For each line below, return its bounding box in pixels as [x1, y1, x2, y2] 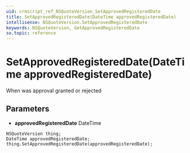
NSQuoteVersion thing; [6, 131, 61, 137]
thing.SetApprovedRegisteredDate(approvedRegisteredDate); [6, 141, 153, 147]
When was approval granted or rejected [6, 87, 102, 94]
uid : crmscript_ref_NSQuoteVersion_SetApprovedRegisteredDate [6, 8, 161, 15]
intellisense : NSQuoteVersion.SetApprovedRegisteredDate [6, 19, 148, 25]
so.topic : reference [6, 30, 57, 36]
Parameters [6, 104, 50, 114]
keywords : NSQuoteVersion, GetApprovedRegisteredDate [6, 25, 140, 31]
